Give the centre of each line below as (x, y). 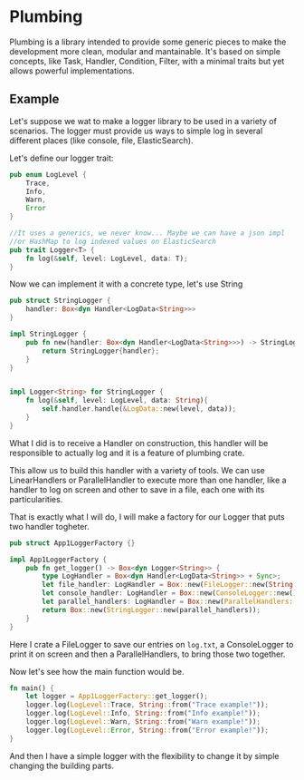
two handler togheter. (49, 526)
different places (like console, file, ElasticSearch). (101, 140)
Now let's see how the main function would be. (97, 671)
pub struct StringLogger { (60, 301)
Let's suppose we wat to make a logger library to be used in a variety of (143, 121)
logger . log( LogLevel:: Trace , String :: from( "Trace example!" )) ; (147, 705)
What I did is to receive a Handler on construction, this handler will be (139, 443)
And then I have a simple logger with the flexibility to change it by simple (144, 756)
